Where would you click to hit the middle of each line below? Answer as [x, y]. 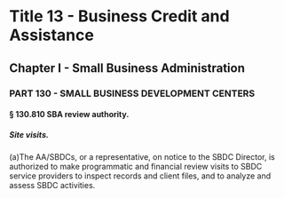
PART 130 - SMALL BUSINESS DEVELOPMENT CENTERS [132, 93]
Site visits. [29, 134]
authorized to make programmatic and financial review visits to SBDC [136, 167]
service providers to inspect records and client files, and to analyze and [140, 176]
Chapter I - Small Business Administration [127, 68]
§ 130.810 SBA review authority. [69, 115]
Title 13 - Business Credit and [119, 16]
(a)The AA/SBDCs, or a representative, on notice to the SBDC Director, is [142, 157]
